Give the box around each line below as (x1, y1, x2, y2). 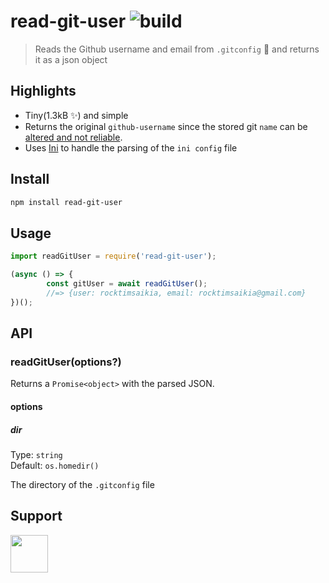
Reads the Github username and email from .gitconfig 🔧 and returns (34, 43, 320, 55)
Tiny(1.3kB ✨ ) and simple (24, 109, 129, 121)
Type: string (10, 448, 63, 460)
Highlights (10, 83, 77, 100)
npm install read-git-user (10, 197, 123, 207)
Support (10, 508, 63, 525)
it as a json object (34, 53, 108, 65)
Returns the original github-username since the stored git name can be (24, 120, 308, 132)
